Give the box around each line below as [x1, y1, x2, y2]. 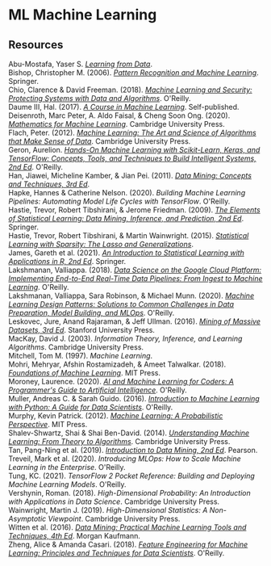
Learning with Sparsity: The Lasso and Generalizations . [8, 240, 194, 249]
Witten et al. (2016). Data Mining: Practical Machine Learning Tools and [8, 522, 247, 532]
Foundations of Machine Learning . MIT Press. [8, 368, 161, 377]
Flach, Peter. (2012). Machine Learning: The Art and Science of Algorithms [8, 128, 256, 137]
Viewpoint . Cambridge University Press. [48, 514, 181, 523]
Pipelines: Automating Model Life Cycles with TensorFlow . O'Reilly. [8, 196, 231, 206]
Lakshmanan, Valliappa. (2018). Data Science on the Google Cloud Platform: [8, 265, 262, 275]
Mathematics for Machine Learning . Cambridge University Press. [8, 119, 226, 128]
